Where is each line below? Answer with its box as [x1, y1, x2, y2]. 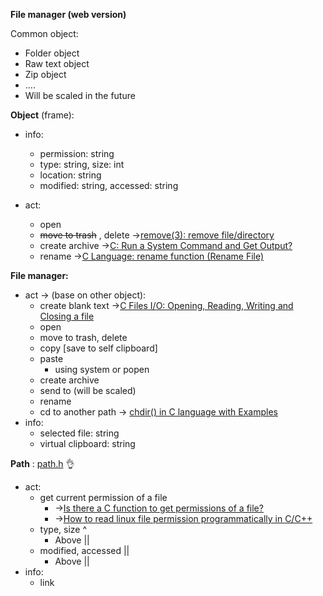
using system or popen [54, 364, 150, 375]
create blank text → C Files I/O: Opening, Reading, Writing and [39, 300, 294, 311]
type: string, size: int [39, 159, 125, 170]
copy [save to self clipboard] [39, 342, 158, 354]
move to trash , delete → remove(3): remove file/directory [39, 229, 275, 241]
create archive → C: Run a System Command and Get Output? [39, 240, 293, 251]
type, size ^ [39, 524, 88, 535]
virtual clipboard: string [39, 438, 136, 449]
